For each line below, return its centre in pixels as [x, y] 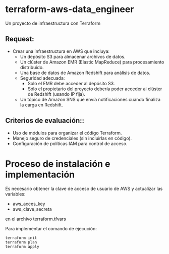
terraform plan [21, 242]
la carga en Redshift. [41, 105]
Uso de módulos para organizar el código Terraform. [67, 133]
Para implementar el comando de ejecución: [51, 228]
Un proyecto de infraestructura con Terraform [53, 23]
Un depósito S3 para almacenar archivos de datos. [73, 56]
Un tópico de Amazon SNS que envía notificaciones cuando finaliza [90, 99]
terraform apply [22, 246]
